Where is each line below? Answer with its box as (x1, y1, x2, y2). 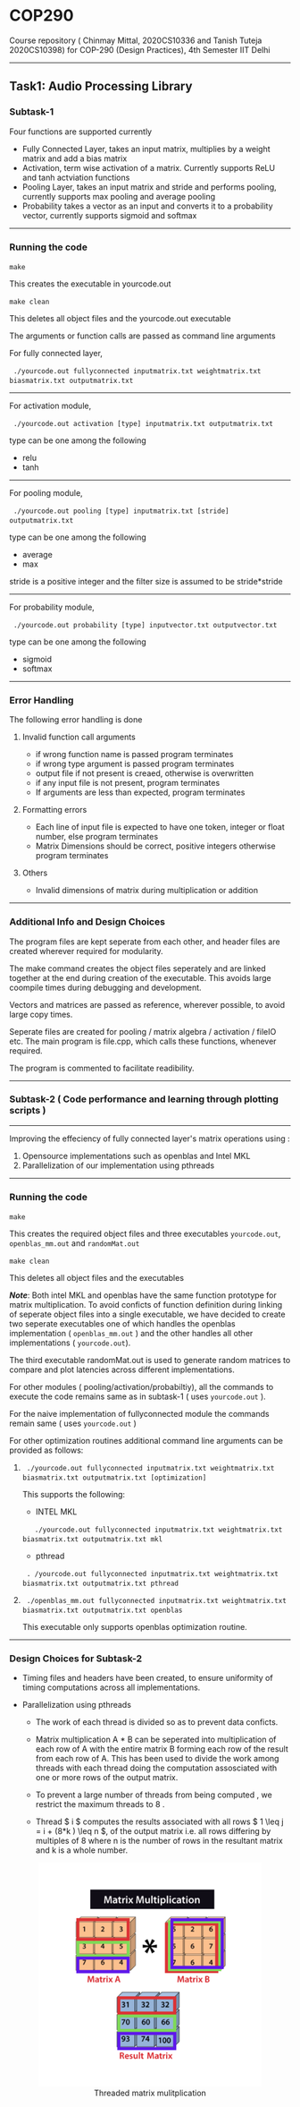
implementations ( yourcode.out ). (9, 1337, 131, 1348)
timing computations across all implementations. (21, 1682, 201, 1693)
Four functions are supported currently (9, 126, 153, 137)
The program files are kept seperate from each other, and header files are (9, 936, 280, 947)
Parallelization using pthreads (21, 1700, 132, 1710)
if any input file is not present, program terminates (35, 778, 221, 789)
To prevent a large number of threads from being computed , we (35, 1789, 272, 1800)
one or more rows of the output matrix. (35, 1772, 179, 1783)
